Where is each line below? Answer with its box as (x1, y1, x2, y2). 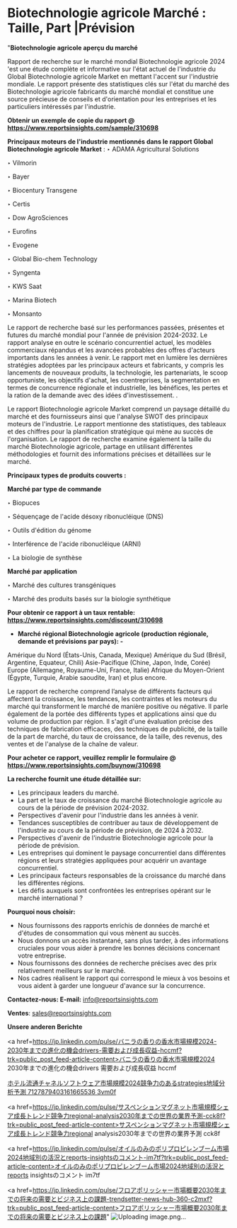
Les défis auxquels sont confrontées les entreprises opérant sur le (17, 886, 212, 894)
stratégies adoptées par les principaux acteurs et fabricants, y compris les (7, 360, 224, 369)
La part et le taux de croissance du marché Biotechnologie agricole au (17, 795, 223, 805)
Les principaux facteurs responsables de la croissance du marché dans (17, 871, 226, 880)
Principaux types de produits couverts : (7, 471, 127, 479)
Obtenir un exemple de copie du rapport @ (7, 115, 135, 125)
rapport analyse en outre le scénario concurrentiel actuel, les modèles (7, 338, 212, 346)
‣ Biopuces (7, 498, 40, 507)
